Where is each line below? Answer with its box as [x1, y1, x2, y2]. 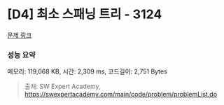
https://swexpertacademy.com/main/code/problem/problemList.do [24, 90, 218, 99]
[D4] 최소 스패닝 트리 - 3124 [7, 6, 162, 22]
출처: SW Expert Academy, [24, 82, 101, 91]
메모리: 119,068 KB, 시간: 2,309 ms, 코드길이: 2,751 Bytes [7, 67, 168, 76]
